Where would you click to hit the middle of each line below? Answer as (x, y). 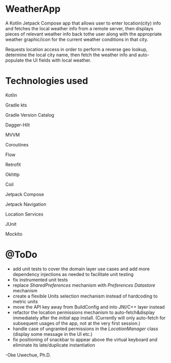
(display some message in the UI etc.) (52, 334)
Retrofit (13, 164)
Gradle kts (16, 105)
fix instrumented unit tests (40, 280)
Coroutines (17, 144)
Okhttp (13, 174)
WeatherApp (33, 9)
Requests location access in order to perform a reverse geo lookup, (77, 49)
